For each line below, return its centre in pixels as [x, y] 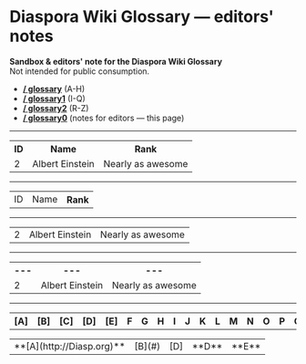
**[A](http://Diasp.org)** [70, 346]
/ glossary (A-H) [54, 88]
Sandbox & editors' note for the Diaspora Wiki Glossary [116, 61]
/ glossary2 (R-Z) [56, 108]
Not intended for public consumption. [80, 71]
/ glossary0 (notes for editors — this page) [103, 118]
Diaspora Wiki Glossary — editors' [142, 17]
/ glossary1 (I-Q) [54, 99]
